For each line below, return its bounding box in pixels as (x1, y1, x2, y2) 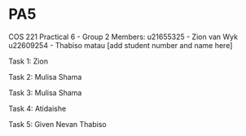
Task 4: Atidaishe (8, 103, 67, 113)
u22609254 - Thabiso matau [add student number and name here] (8, 40, 233, 50)
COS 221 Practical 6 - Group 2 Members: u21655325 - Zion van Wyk (8, 32, 239, 42)
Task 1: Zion (8, 56, 49, 66)
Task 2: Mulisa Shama (8, 72, 82, 81)
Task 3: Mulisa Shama (8, 87, 82, 98)
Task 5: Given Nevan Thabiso (8, 119, 108, 129)
